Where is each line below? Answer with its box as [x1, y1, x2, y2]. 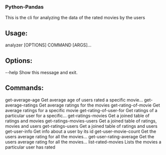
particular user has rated [5, 144, 55, 150]
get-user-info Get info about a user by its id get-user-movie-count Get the [5, 128, 157, 134]
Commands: [5, 84, 44, 92]
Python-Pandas [5, 3, 44, 10]
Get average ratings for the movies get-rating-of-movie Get [39, 102, 160, 108]
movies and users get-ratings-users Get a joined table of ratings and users [5, 123, 158, 129]
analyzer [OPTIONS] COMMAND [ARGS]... [5, 42, 92, 48]
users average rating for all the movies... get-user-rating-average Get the [5, 133, 155, 139]
